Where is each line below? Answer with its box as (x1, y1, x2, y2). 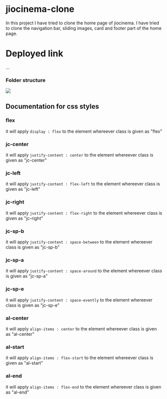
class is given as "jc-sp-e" (5, 302, 60, 308)
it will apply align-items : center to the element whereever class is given (5, 325, 157, 331)
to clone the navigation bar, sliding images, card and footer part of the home (5, 25, 162, 31)
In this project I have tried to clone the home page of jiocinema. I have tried (5, 20, 160, 26)
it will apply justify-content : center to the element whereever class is (5, 152, 154, 158)
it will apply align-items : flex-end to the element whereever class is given (5, 384, 162, 390)
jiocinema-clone (5, 3, 75, 15)
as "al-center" (5, 331, 35, 337)
